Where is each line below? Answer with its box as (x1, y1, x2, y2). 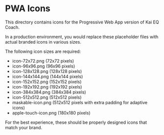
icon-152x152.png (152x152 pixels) (12, 79, 82, 85)
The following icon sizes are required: (5, 48, 81, 54)
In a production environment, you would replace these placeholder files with (5, 34, 159, 40)
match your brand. (5, 124, 43, 130)
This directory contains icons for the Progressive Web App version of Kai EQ (5, 19, 159, 25)
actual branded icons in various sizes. (5, 39, 82, 45)
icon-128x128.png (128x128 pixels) (12, 68, 82, 74)
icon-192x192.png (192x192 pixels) (12, 84, 82, 90)
